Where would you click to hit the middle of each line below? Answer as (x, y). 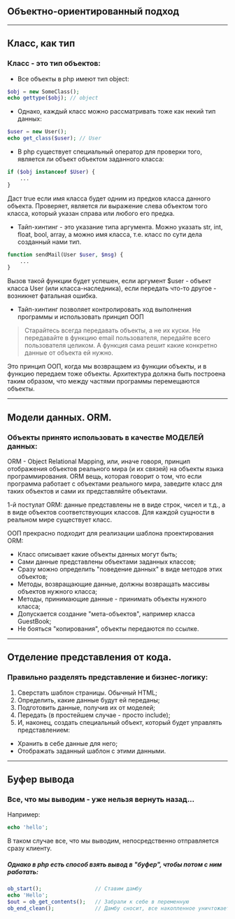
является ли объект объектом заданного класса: (91, 159)
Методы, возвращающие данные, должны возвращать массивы (113, 584)
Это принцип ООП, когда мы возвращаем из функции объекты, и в (107, 367)
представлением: (44, 730)
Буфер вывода (41, 780)
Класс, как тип (41, 44)
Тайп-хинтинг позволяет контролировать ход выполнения (105, 309)
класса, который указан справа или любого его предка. (91, 213)
